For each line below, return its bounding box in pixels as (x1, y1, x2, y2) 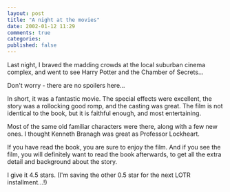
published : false (7, 42, 57, 49)
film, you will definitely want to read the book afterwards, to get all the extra (7, 150, 222, 158)
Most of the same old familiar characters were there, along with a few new (7, 123, 218, 130)
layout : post (7, 10, 45, 17)
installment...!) (7, 178, 48, 186)
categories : (7, 36, 41, 43)
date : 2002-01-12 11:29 (7, 23, 76, 29)
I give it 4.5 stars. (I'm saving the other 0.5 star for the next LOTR (7, 171, 191, 179)
